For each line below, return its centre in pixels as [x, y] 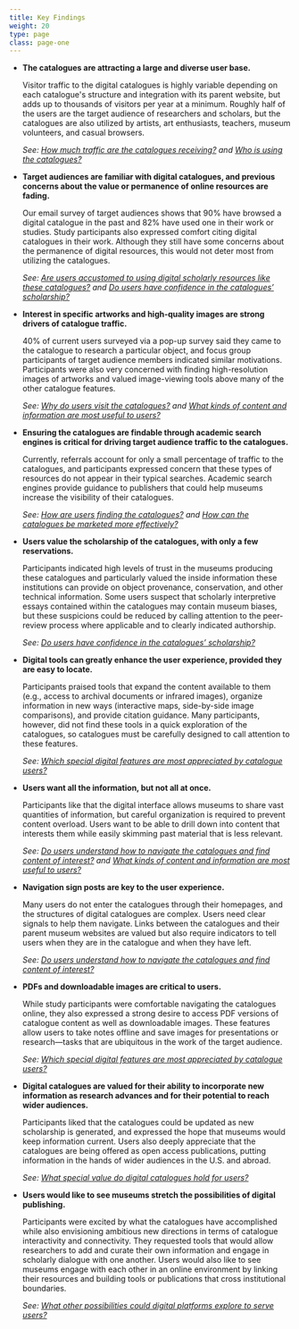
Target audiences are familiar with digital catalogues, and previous [149, 177]
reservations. [48, 551]
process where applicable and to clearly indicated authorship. [162, 626]
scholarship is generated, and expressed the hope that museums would [154, 1132]
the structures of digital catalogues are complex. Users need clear [144, 914]
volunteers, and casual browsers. [83, 133]
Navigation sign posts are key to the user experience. [123, 887]
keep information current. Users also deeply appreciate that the [139, 1141]
